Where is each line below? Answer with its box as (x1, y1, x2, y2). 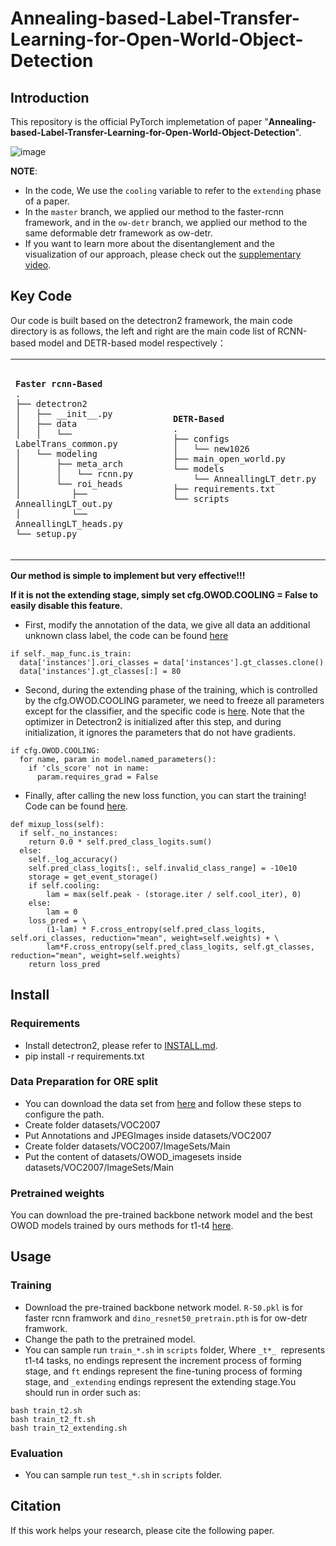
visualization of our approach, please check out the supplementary (24, 248, 302, 260)
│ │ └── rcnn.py (15, 468, 134, 479)
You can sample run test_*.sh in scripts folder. (24, 1469, 223, 1481)
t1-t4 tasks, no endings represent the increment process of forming (24, 1354, 302, 1366)
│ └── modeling (15, 448, 98, 459)
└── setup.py (15, 528, 78, 539)
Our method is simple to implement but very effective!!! (10, 569, 246, 581)
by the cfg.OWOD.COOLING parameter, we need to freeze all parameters (24, 694, 325, 706)
